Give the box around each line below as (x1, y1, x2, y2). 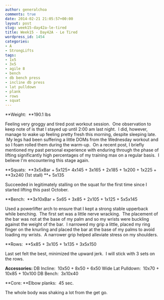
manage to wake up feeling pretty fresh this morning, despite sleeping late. (5, 132, 157, 138)
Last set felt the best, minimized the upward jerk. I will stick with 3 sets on (5, 251, 155, 257)
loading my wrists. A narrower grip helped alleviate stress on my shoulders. (5, 232, 158, 238)
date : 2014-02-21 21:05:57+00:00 (5, 16, 73, 21)
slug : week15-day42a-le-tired (5, 25, 67, 30)
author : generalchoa (5, 7, 47, 12)
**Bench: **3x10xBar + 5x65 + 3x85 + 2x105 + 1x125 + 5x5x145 (5, 196, 138, 202)
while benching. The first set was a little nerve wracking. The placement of (5, 211, 158, 217)
